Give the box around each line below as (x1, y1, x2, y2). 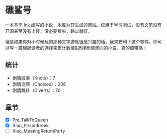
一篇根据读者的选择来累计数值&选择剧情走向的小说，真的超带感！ (13, 45, 148, 51)
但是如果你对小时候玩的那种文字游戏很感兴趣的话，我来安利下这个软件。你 (5, 38, 158, 45)
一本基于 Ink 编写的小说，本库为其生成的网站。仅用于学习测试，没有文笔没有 (5, 22, 162, 28)
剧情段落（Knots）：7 (12, 75, 56, 81)
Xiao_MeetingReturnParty (12, 128, 66, 134)
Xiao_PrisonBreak (12, 122, 49, 128)
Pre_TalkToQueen (12, 117, 48, 123)
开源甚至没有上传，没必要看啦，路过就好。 (5, 28, 92, 34)
